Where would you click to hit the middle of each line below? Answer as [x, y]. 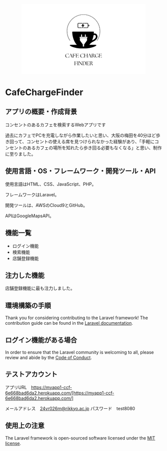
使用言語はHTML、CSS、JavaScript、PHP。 [51, 184]
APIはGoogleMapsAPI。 [30, 216]
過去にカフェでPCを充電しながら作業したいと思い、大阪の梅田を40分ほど [81, 135]
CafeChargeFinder [44, 92]
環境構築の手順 [28, 306]
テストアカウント [31, 374]
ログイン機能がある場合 [41, 340]
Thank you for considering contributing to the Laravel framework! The [77, 318]
